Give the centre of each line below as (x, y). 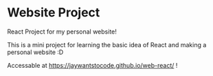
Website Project (54, 13)
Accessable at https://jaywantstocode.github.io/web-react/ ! (92, 65)
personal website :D (35, 52)
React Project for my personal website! (62, 31)
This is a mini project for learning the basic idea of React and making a (107, 45)
